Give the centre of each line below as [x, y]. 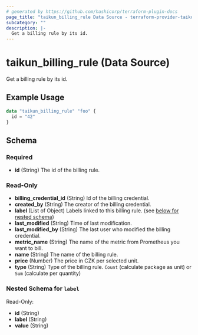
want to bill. [29, 248]
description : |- [26, 28]
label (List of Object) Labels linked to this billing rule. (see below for [97, 211]
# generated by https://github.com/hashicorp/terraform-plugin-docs [92, 12]
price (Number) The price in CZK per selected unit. [77, 261]
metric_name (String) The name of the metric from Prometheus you [97, 242]
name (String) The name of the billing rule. [66, 255]
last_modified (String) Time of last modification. [73, 223]
